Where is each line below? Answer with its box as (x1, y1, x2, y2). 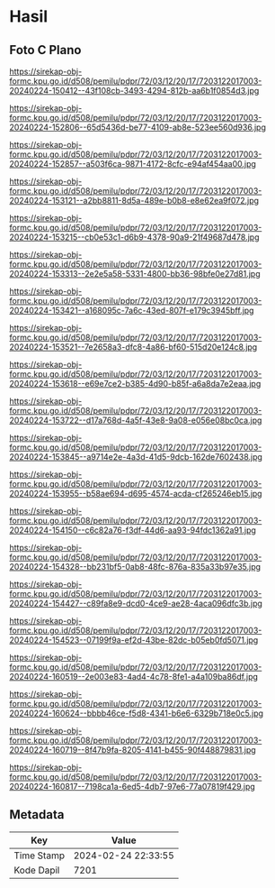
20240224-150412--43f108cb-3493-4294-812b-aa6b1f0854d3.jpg (9, 86, 260, 96)
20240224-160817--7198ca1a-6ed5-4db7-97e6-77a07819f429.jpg (9, 782, 256, 792)
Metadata (9, 807, 65, 822)
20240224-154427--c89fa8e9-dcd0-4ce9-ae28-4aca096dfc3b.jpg (9, 598, 263, 609)
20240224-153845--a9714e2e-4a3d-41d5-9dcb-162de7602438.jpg (9, 452, 263, 462)
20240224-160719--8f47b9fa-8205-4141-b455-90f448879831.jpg (9, 745, 256, 755)
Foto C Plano (9, 42, 82, 58)
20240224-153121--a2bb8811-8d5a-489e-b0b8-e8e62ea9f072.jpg (9, 196, 259, 206)
